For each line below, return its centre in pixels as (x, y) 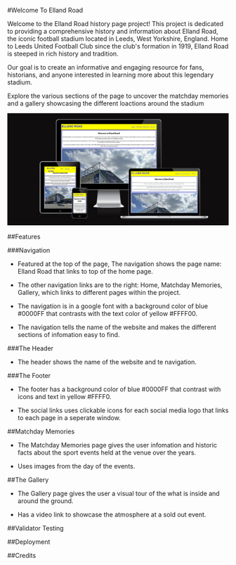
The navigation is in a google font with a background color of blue (113, 306)
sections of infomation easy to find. (68, 335)
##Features (24, 237)
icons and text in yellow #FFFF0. (64, 397)
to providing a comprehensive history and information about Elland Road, (113, 31)
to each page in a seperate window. (69, 418)
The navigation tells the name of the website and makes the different (117, 327)
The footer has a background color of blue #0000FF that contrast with (119, 389)
